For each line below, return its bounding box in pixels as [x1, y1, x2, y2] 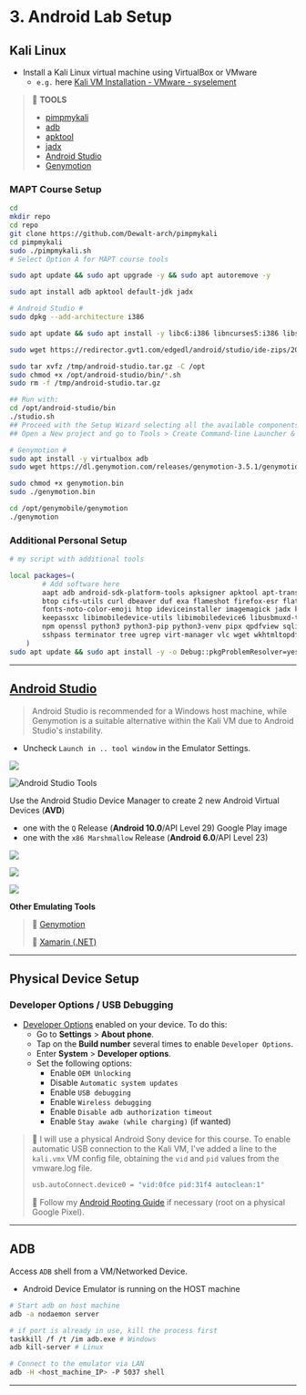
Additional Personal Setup [9, 533, 127, 546]
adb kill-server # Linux [9, 1343, 104, 1352]
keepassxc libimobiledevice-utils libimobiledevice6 [42, 614, 247, 623]
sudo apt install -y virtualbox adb [9, 454, 148, 463]
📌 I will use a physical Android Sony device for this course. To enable [31, 1133, 291, 1145]
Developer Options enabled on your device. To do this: [22, 1019, 228, 1030]
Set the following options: [36, 1058, 132, 1069]
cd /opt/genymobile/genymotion [9, 504, 128, 513]
